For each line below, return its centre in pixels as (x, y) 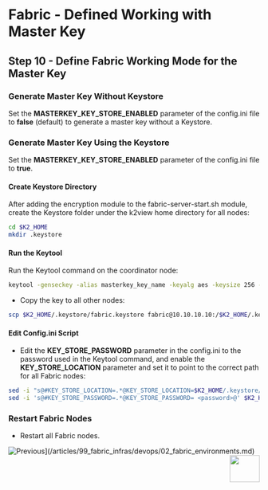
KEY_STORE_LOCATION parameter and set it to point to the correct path (139, 367)
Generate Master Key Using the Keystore (89, 143)
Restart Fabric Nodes (50, 418)
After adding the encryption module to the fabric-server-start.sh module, (128, 204)
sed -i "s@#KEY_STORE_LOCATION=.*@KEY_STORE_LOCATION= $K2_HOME (116, 391)
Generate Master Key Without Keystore (86, 96)
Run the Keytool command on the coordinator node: (93, 270)
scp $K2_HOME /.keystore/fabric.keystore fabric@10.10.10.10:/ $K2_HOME (128, 315)
